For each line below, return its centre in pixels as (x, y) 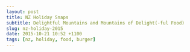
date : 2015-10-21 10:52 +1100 (44, 34)
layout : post (23, 12)
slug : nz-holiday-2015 (35, 28)
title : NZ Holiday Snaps (37, 17)
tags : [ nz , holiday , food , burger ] (51, 39)
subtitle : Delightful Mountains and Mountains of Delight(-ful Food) (96, 23)
